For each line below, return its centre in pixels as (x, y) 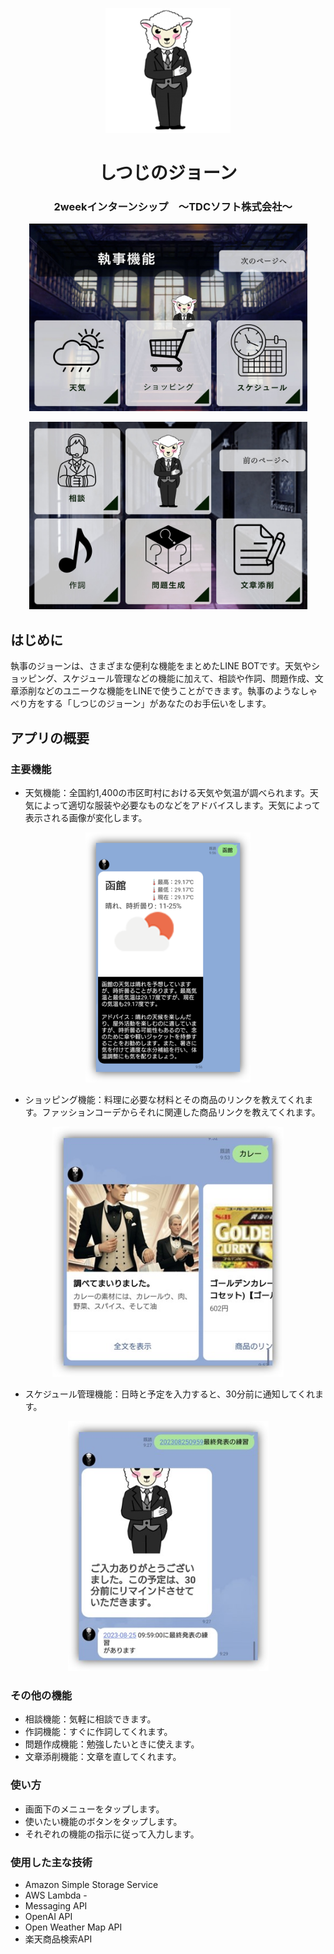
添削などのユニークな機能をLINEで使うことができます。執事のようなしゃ (168, 691)
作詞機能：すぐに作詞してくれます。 (98, 1732)
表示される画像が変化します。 (86, 817)
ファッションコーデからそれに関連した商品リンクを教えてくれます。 (181, 1112)
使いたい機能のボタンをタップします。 (103, 1821)
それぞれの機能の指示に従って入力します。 (112, 1834)
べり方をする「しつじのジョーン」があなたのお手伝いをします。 (141, 704)
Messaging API (56, 1905)
